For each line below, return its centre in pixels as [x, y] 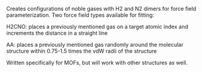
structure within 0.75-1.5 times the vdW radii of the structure [82, 51]
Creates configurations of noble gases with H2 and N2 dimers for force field [101, 9]
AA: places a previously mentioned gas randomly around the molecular [95, 45]
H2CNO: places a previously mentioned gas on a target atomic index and [97, 27]
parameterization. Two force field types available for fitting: [80, 15]
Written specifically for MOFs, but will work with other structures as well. [97, 63]
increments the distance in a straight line [57, 33]
